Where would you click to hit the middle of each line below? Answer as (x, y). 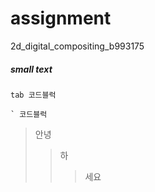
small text (31, 69)
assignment (61, 18)
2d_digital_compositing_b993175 (77, 46)
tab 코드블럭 (33, 95)
